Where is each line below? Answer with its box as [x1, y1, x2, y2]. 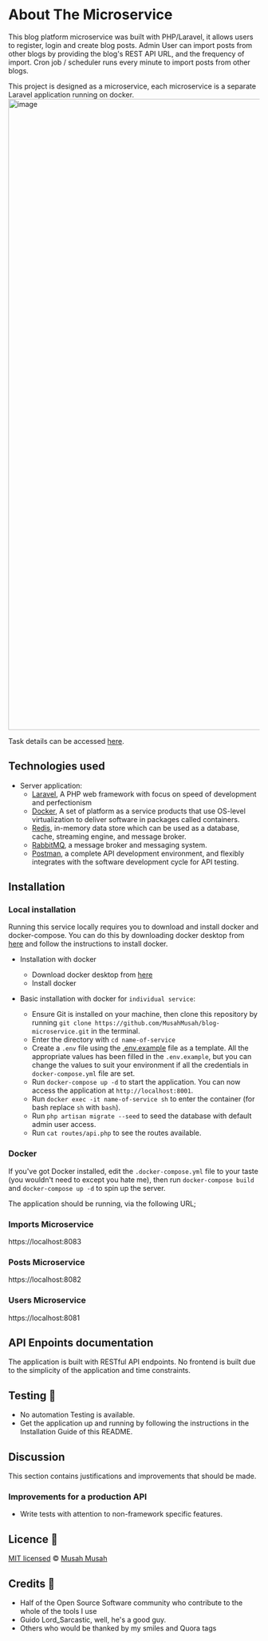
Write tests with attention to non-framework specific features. [19, 1509, 223, 1519]
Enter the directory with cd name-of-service [31, 1035, 175, 1045]
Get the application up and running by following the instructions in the [19, 1418, 250, 1428]
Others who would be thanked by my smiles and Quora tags [19, 1623, 217, 1633]
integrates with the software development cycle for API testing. [31, 856, 239, 867]
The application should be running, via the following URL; [8, 1199, 197, 1208]
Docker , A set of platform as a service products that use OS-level [31, 806, 246, 816]
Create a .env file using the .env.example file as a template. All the [31, 1043, 249, 1053]
